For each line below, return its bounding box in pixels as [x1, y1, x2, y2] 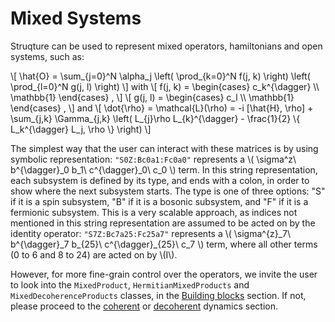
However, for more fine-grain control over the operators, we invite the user [10, 268, 318, 280]
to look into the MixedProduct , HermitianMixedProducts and [10, 278, 250, 291]
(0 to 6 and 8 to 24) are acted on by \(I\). [10, 248, 178, 261]
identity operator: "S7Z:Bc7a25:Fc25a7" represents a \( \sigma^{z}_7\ [10, 227, 291, 239]
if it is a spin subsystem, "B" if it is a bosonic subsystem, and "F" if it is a [10, 195, 309, 207]
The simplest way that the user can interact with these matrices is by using [10, 142, 319, 154]
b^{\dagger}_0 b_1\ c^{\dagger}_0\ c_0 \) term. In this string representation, [10, 163, 318, 176]
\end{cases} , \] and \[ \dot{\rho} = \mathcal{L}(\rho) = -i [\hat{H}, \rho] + [10, 102, 314, 114]
